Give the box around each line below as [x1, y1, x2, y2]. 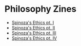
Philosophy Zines [4, 3, 77, 15]
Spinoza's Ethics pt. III [11, 30, 57, 36]
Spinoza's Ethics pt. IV [11, 35, 57, 41]
